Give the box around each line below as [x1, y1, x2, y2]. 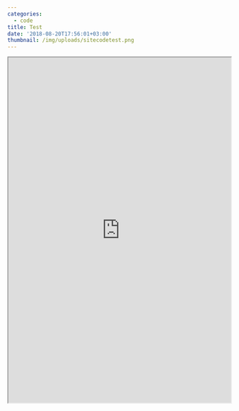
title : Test [7, 23, 42, 30]
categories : [7, 10, 42, 18]
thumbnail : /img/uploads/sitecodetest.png [7, 37, 134, 44]
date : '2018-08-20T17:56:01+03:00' [7, 30, 112, 38]
